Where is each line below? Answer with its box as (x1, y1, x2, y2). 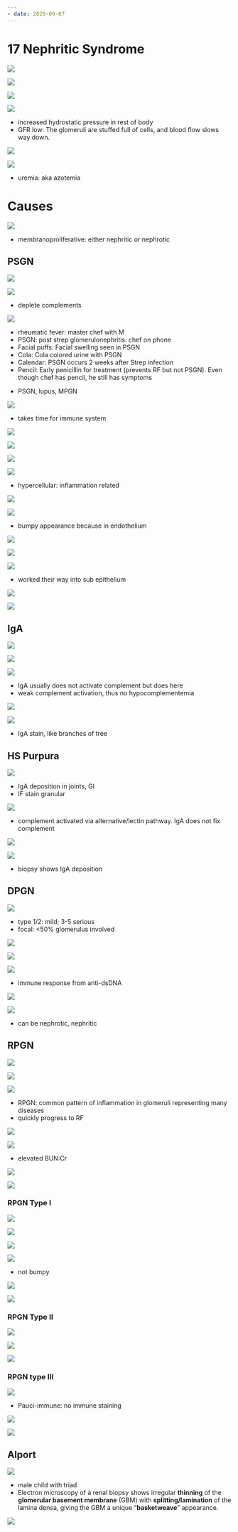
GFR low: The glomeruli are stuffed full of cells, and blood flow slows (17, 125, 219, 134)
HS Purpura (7, 750, 60, 762)
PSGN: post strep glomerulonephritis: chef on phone (17, 335, 172, 344)
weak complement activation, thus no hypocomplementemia (17, 689, 195, 697)
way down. (17, 133, 50, 141)
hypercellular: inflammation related (17, 481, 119, 490)
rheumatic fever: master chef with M (17, 328, 124, 337)
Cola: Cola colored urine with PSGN (17, 351, 122, 359)
